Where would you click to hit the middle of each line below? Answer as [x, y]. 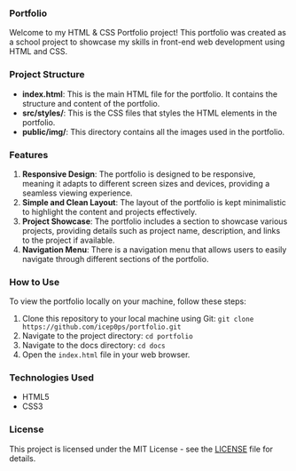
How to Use [35, 282]
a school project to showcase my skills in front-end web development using [147, 42]
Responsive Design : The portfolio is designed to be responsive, [139, 174]
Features [29, 155]
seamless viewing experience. [77, 193]
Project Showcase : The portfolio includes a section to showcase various [155, 221]
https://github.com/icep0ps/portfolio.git [101, 327]
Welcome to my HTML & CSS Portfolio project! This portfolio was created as [148, 33]
